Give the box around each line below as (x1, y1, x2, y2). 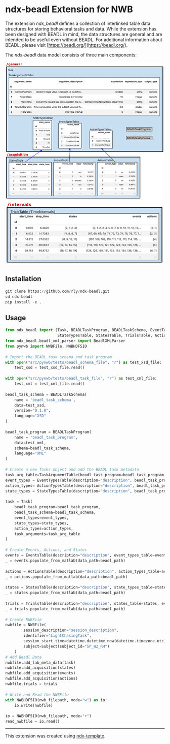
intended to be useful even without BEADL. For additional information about (5, 37, 163, 43)
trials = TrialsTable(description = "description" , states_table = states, (5, 601, 159, 606)
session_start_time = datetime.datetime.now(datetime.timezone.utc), (23, 639, 168, 644)
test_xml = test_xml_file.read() (14, 381, 85, 387)
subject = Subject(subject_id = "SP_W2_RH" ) (23, 644, 110, 649)
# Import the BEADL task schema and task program (5, 354, 112, 359)
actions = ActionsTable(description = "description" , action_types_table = (5, 569, 162, 574)
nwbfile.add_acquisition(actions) (5, 676, 78, 681)
